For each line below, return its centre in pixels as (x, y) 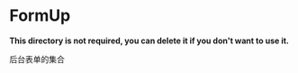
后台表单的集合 (37, 59)
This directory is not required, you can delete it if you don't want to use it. (149, 41)
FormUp (40, 16)
